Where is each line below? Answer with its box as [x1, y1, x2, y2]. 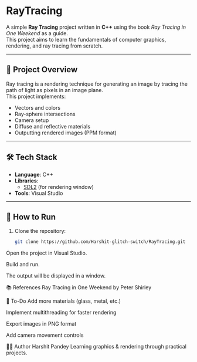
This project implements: [6, 93, 66, 100]
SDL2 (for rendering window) [23, 183, 94, 190]
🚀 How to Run [6, 212, 56, 222]
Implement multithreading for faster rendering [6, 309, 117, 316]
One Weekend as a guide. [6, 29, 69, 36]
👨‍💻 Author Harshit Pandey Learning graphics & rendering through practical [6, 343, 186, 350]
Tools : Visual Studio [14, 190, 63, 197]
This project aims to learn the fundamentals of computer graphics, [6, 36, 167, 43]
